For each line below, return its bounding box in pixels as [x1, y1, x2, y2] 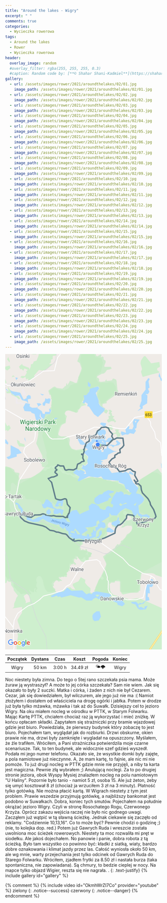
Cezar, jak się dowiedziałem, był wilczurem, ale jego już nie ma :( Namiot [5, 692, 154, 698]
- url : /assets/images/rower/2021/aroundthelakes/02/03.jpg [9, 103, 137, 108]
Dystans [31, 656, 49, 662]
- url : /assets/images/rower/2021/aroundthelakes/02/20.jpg [9, 282, 137, 287]
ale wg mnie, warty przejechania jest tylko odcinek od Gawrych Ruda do [5, 851, 153, 857]
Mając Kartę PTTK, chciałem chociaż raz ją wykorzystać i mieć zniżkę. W [5, 714, 155, 720]
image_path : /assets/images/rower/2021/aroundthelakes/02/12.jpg [14, 202, 153, 208]
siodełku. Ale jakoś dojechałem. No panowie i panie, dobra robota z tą [5, 835, 148, 841]
